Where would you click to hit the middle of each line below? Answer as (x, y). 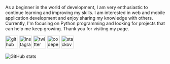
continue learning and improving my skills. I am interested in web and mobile (85, 13)
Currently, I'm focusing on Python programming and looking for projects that (85, 23)
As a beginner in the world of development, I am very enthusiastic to (77, 7)
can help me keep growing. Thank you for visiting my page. (67, 29)
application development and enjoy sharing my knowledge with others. (79, 18)
